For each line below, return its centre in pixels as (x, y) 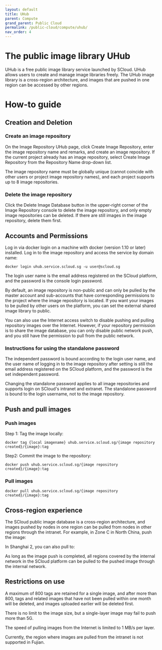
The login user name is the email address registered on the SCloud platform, (81, 276)
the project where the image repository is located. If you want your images (80, 300)
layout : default (21, 9)
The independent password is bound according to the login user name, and (80, 359)
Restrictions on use (35, 582)
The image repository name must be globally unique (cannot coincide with (79, 171)
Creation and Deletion (39, 122)
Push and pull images (38, 409)
